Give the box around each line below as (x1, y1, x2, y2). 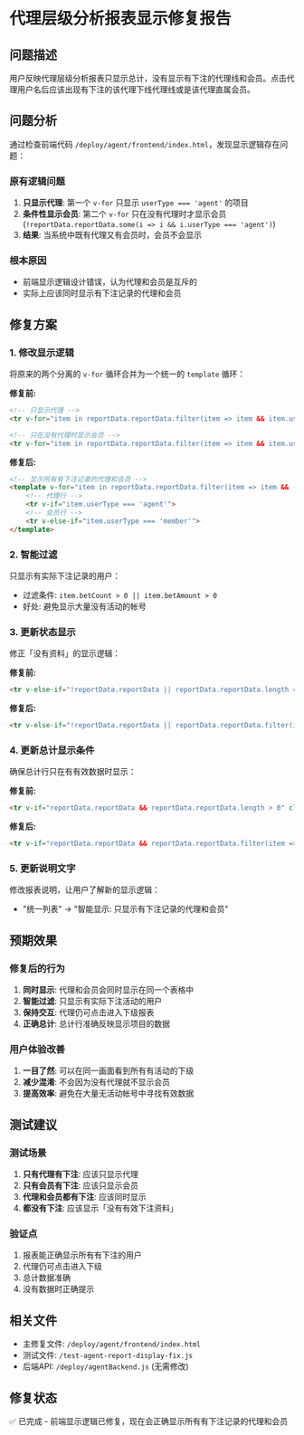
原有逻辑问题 (9, 175, 66, 187)
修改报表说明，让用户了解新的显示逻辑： (9, 884, 160, 896)
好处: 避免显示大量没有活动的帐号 (22, 601, 147, 612)
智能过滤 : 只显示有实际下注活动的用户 (22, 996, 163, 1007)
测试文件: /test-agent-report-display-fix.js (22, 1350, 194, 1361)
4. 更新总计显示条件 (9, 744, 95, 756)
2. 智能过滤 (9, 548, 58, 561)
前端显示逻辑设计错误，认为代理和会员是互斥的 (22, 277, 197, 288)
